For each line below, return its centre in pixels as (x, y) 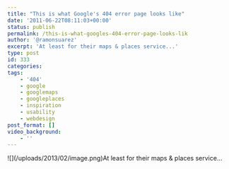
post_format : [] (31, 125)
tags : (15, 73)
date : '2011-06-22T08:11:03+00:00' (60, 20)
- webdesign (37, 118)
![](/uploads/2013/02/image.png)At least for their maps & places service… (115, 158)
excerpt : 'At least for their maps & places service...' (93, 46)
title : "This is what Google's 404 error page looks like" (96, 14)
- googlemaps (39, 92)
